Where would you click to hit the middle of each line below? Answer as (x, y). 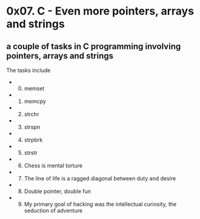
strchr (32, 114)
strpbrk (33, 140)
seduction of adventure (53, 211)
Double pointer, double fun (58, 191)
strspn (32, 127)
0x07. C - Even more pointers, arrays (100, 11)
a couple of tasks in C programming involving (94, 46)
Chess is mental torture (53, 165)
